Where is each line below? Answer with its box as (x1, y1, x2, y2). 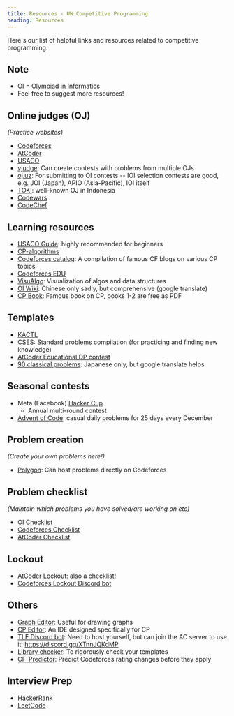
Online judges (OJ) (7, 110, 91, 121)
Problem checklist (7, 486, 88, 498)
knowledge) (17, 345, 52, 353)
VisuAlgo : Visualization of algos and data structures (17, 276, 166, 285)
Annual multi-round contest (27, 406, 107, 415)
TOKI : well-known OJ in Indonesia (17, 186, 115, 195)
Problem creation (7, 433, 84, 445)
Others (7, 599, 38, 611)
